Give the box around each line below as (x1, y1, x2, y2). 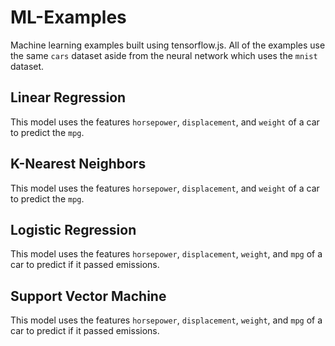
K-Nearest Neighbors (10, 156, 147, 173)
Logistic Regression (10, 221, 137, 238)
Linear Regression (10, 89, 127, 106)
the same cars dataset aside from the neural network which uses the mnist (10, 49, 318, 61)
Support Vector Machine (10, 287, 167, 305)
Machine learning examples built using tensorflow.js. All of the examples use (10, 39, 326, 51)
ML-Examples (10, 6, 127, 29)
